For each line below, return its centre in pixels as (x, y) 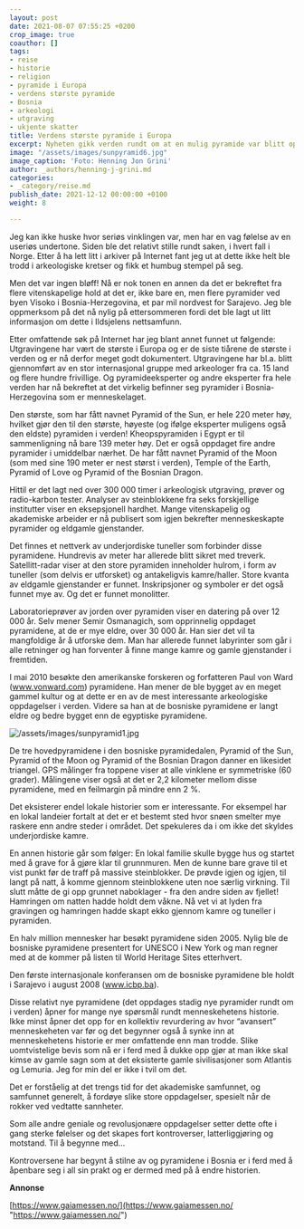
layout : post (34, 18)
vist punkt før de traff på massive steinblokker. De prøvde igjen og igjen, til (148, 872)
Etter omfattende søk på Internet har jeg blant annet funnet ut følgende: (142, 339)
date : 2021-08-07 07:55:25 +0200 (72, 26)
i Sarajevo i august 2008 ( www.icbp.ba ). (85, 984)
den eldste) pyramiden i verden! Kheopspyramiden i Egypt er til (127, 433)
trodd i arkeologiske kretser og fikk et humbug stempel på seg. (127, 265)
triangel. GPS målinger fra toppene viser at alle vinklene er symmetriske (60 (151, 770)
